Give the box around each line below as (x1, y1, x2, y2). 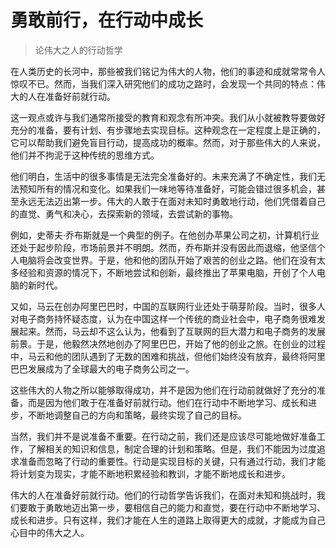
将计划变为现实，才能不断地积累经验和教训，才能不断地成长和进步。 (10, 467, 291, 480)
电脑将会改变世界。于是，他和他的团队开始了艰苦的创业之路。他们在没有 (18, 254, 317, 266)
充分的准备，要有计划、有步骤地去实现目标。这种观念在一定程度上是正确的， (10, 124, 326, 136)
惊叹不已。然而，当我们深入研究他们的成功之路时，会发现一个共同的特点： (10, 77, 317, 90)
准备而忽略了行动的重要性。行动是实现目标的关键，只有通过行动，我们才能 (18, 455, 326, 467)
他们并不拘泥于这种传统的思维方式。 (10, 149, 160, 161)
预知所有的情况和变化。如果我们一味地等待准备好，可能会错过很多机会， (18, 182, 317, 195)
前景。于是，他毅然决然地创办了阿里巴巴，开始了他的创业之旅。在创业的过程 (10, 337, 326, 350)
